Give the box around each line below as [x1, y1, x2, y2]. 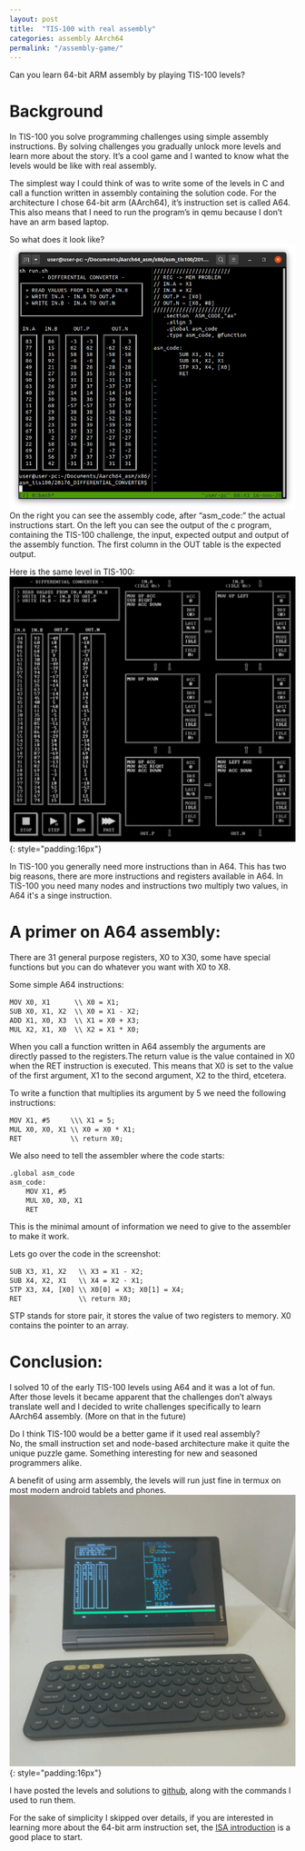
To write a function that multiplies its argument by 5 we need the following [9, 1087, 287, 1099]
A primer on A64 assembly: [9, 922, 221, 942]
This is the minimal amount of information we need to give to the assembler [9, 1220, 291, 1231]
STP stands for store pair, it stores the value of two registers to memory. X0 [9, 1309, 292, 1321]
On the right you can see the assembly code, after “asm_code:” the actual [9, 510, 286, 521]
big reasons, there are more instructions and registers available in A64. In [9, 871, 284, 881]
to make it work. [9, 1230, 70, 1241]
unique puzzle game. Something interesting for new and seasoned [9, 1448, 258, 1458]
